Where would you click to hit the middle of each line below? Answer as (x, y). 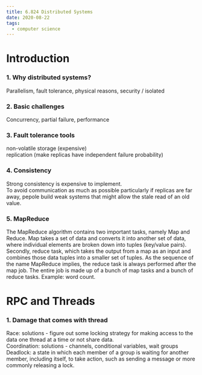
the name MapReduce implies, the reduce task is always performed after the (101, 264)
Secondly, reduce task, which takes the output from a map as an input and (99, 251)
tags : (13, 23)
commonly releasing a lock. (40, 365)
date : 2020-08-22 (28, 18)
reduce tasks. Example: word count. (51, 276)
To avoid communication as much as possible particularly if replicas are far (99, 190)
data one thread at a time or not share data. (60, 340)
